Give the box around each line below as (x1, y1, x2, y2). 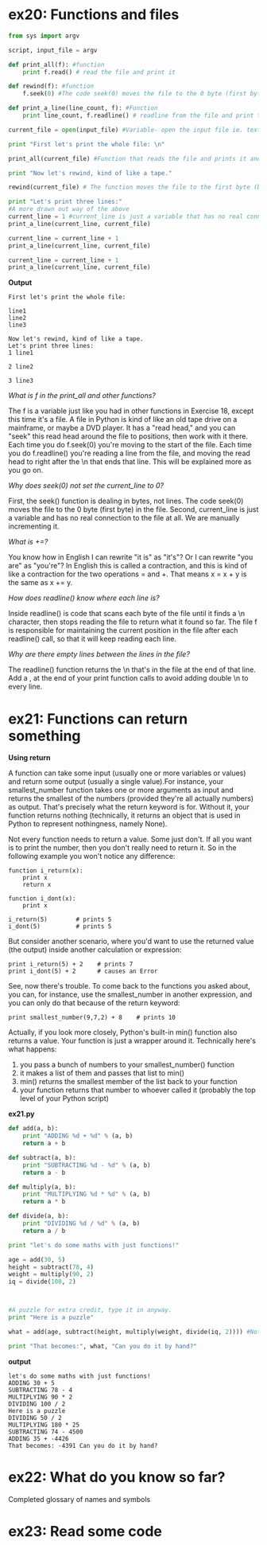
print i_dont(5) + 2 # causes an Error (8, 967, 158, 976)
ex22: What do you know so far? (8, 1468, 226, 1486)
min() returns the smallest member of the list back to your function (19, 1077, 238, 1087)
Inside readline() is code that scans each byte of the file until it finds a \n (8, 609, 246, 618)
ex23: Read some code (8, 1522, 163, 1540)
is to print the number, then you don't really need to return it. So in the (8, 843, 237, 852)
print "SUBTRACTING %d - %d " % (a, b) (22, 1161, 151, 1169)
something (8, 727, 81, 745)
